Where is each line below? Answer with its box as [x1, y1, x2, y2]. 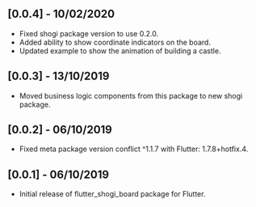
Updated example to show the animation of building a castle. [19, 45, 221, 56]
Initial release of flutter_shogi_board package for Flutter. [19, 189, 206, 199]
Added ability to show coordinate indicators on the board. [19, 37, 212, 47]
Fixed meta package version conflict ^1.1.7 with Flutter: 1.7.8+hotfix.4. [19, 144, 249, 154]
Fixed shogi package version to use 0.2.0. [19, 28, 159, 38]
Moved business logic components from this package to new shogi [19, 91, 243, 100]
